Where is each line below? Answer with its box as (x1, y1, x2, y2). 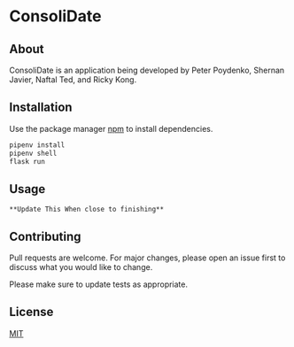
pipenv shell (9, 149, 58, 158)
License (9, 305, 54, 320)
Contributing (9, 228, 81, 244)
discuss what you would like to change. (9, 262, 153, 273)
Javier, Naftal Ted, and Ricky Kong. (9, 74, 137, 85)
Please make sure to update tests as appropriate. (9, 279, 189, 289)
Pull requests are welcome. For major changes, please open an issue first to (9, 252, 286, 263)
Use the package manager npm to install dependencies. (9, 123, 213, 134)
